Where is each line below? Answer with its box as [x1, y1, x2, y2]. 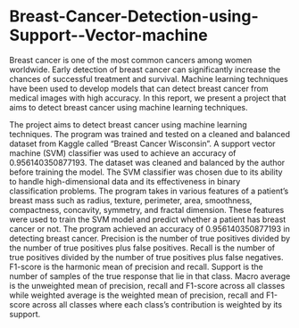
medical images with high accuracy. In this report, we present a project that [9, 92, 287, 103]
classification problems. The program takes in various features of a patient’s [9, 185, 289, 196]
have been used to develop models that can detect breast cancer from [9, 83, 269, 94]
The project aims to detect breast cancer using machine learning [9, 119, 247, 130]
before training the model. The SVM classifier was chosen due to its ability [9, 167, 283, 177]
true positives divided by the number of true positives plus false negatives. [9, 251, 284, 262]
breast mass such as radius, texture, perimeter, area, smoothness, [9, 194, 253, 206]
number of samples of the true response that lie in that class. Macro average [9, 270, 291, 282]
